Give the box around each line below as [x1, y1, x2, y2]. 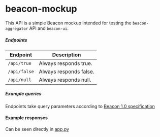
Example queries [5, 90, 42, 96]
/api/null [8, 77, 31, 83]
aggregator [5, 26, 28, 31]
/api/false [8, 68, 34, 74]
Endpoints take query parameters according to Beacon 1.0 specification [5, 103, 155, 109]
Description [52, 51, 81, 58]
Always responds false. [39, 68, 94, 75]
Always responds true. [39, 59, 92, 66]
